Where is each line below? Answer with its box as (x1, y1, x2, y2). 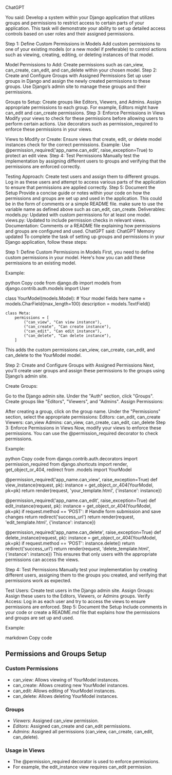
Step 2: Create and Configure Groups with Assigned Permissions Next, (5, 362, 155, 368)
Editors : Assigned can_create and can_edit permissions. (12, 723, 131, 729)
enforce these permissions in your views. (5, 126, 92, 132)
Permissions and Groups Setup (5, 650, 107, 658)
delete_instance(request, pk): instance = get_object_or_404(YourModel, (5, 535, 157, 540)
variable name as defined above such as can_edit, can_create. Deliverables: (5, 206, 166, 212)
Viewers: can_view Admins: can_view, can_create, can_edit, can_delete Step (5, 419, 166, 425)
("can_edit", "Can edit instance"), (24, 329, 102, 334)
